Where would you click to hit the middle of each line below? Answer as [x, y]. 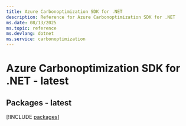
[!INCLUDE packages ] [33, 117]
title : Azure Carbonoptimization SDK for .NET [64, 12]
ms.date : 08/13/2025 [32, 22]
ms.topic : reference [32, 28]
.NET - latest [37, 81]
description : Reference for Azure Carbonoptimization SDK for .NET [91, 17]
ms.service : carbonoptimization [46, 39]
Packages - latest [39, 103]
